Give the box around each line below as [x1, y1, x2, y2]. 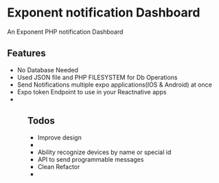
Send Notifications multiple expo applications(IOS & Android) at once [16, 80, 213, 89]
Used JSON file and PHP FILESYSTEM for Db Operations [16, 73, 178, 81]
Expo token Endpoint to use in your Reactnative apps [16, 87, 167, 96]
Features [7, 47, 46, 59]
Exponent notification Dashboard [7, 5, 200, 21]
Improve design [37, 133, 82, 142]
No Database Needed [16, 65, 79, 74]
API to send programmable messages [37, 155, 144, 163]
